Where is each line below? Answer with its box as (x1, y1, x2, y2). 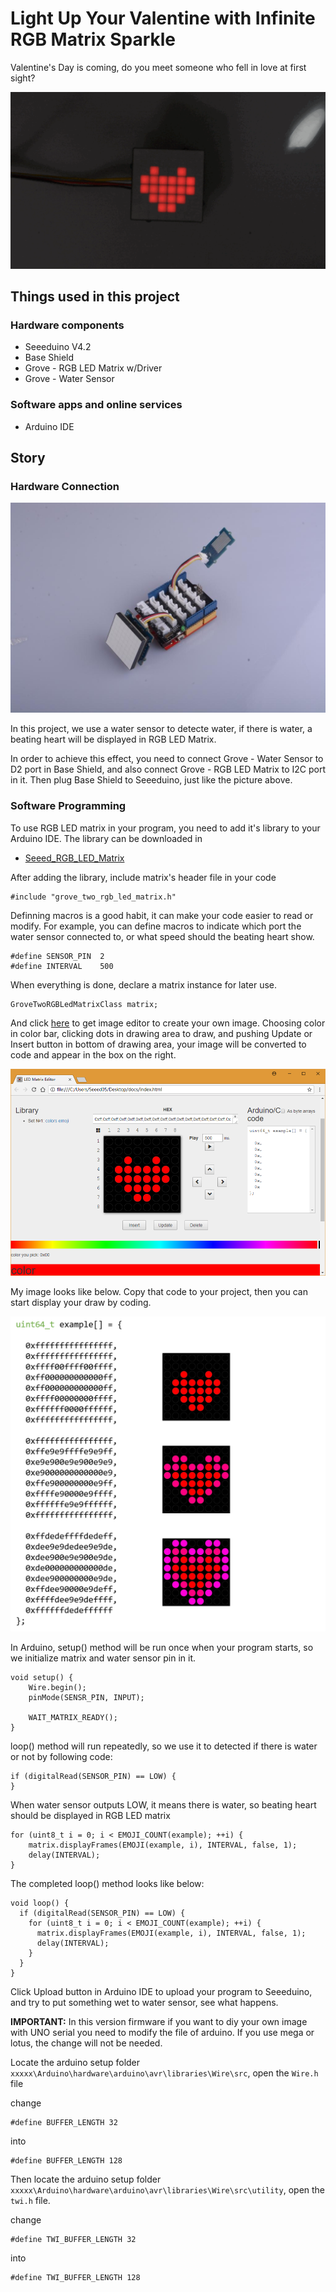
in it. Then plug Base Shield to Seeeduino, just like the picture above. (10, 774, 293, 786)
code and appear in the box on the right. (10, 1048, 177, 1061)
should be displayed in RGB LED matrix (10, 1810, 171, 1822)
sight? (10, 72, 36, 84)
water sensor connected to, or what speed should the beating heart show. (10, 930, 315, 942)
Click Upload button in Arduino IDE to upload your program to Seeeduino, (10, 1986, 313, 1998)
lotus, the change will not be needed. (10, 2037, 163, 2049)
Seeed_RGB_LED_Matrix (24, 852, 125, 864)
